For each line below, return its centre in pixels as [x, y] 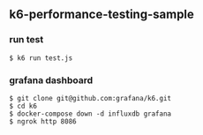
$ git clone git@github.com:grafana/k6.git [90, 98]
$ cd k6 [23, 106]
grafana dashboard [51, 80]
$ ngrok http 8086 [43, 121]
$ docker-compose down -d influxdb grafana [90, 114]
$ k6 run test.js [41, 58]
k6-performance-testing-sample [101, 15]
